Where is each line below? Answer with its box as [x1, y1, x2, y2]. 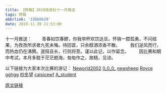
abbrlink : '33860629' [5, 17, 51, 22]
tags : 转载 [5, 12, 27, 17]
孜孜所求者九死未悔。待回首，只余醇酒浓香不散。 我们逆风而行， [18, 42, 161, 48]
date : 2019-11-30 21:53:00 [5, 21, 62, 27]
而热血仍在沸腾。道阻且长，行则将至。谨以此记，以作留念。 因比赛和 [5, 48, 157, 54]
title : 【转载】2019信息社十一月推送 [5, 7, 76, 13]
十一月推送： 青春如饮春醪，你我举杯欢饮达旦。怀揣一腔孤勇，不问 [5, 36, 152, 42]
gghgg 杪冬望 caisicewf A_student [5, 71, 77, 78]
